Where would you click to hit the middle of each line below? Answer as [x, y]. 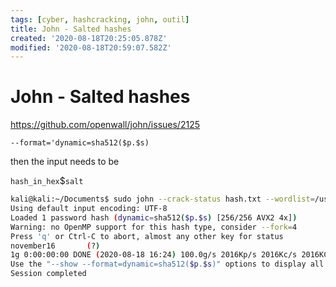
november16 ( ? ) [55, 246]
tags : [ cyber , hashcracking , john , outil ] [100, 19]
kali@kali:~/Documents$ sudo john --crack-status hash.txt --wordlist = [162, 199]
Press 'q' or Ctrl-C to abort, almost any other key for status [147, 236]
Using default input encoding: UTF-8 [89, 209]
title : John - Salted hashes [71, 29]
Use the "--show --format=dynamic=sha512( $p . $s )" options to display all [167, 264]
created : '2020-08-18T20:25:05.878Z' [89, 38]
